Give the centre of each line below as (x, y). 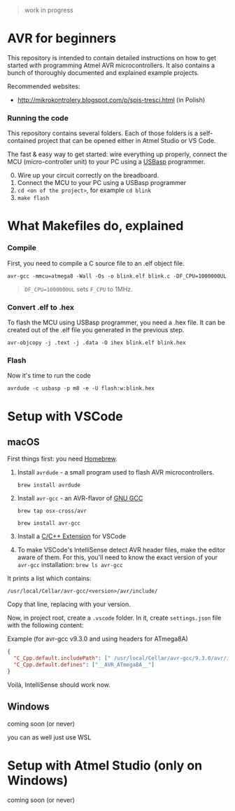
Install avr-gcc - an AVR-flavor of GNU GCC (80, 498)
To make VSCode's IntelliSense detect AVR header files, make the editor (121, 550)
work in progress (49, 10)
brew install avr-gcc (49, 524)
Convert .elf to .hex (41, 307)
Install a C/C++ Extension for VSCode (72, 536)
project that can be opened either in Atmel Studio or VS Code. (127, 141)
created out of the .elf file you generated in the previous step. (96, 330)
